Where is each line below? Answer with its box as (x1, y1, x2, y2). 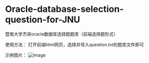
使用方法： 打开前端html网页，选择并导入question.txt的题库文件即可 (5, 41, 144, 48)
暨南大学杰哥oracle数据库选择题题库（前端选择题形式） (5, 31, 118, 37)
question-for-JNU (5, 14, 80, 25)
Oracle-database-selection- (5, 3, 124, 15)
